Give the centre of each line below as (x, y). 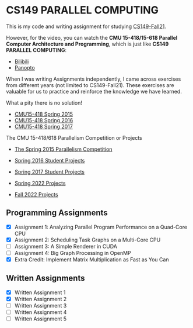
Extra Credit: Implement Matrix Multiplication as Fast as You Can (92, 260)
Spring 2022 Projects (40, 183)
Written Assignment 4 (41, 312)
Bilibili (22, 61)
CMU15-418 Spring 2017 (43, 126)
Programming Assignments (57, 213)
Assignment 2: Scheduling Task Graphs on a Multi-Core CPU (87, 240)
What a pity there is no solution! (44, 102)
